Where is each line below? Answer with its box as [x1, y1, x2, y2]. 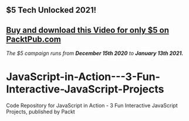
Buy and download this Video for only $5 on [6, 25, 169, 35]
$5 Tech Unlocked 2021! [6, 5, 97, 15]
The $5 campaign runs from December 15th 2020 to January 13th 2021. [6, 50, 184, 57]
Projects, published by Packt [6, 108, 75, 115]
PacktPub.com [6, 34, 62, 44]
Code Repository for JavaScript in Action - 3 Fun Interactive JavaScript [6, 102, 178, 109]
